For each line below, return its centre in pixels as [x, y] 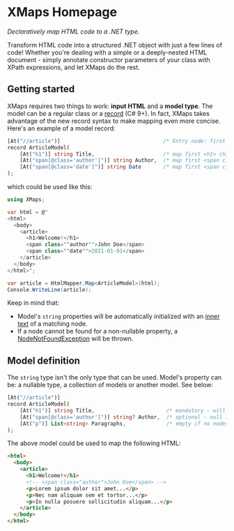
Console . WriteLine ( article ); [49, 290]
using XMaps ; [26, 200]
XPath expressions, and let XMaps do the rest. [74, 67]
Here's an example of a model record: [62, 128]
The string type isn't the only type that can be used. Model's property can [115, 377]
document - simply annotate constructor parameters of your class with [109, 59]
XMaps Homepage [62, 12]
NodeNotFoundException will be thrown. [75, 338]
